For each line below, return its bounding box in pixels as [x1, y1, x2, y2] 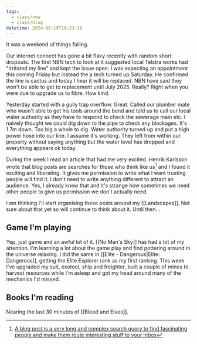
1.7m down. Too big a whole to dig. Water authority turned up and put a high [6, 126, 189, 133]
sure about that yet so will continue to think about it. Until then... [6, 206, 161, 213]
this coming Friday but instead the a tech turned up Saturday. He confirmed [6, 71, 189, 78]
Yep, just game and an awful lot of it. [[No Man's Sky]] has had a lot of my [6, 238, 185, 245]
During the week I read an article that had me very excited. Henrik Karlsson [6, 156, 188, 163]
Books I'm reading [6, 292, 74, 302]
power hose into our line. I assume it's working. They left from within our [6, 132, 181, 139]
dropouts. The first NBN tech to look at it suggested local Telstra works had [6, 59, 189, 66]
